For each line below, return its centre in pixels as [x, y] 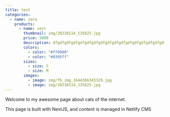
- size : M [38, 71]
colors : [31, 47]
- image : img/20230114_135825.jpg [64, 85]
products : [25, 24]
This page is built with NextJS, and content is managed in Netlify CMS [78, 109]
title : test [18, 10]
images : [31, 76]
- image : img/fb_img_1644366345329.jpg [70, 80]
